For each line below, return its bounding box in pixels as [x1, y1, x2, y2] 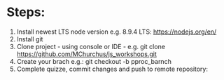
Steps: [6, 4, 45, 20]
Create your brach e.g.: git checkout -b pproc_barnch [16, 57, 172, 65]
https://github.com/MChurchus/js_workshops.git [16, 50, 157, 58]
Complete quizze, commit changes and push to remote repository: [16, 65, 208, 73]
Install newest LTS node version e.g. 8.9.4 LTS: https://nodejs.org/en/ [16, 27, 217, 36]
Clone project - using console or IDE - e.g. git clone [16, 42, 166, 51]
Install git [16, 34, 43, 43]
